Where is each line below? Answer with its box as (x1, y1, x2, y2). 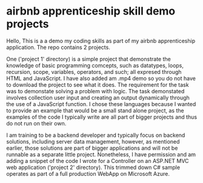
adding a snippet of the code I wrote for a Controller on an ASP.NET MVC (6, 157, 189, 164)
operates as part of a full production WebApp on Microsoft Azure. (6, 170, 170, 177)
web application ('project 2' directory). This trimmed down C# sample (6, 164, 181, 171)
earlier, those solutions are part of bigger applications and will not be (6, 144, 178, 151)
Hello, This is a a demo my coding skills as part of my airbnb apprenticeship (6, 37, 196, 44)
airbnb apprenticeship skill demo (6, 4, 176, 18)
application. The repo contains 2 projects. (6, 44, 110, 51)
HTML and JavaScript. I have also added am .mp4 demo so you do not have (6, 75, 196, 82)
